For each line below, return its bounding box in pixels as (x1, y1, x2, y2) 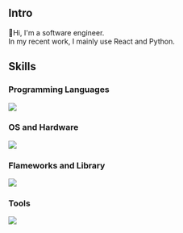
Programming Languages (8, 84, 110, 95)
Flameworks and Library (8, 160, 106, 171)
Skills (8, 60, 36, 73)
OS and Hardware (8, 122, 79, 133)
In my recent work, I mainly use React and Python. (8, 36, 175, 46)
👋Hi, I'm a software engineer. (8, 27, 105, 37)
